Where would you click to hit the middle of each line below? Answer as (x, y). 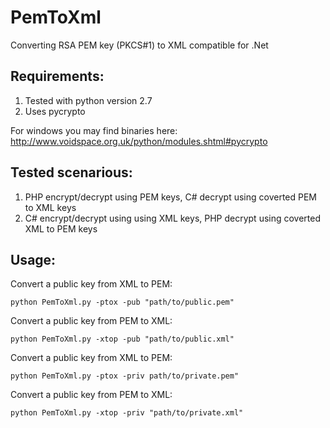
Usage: (33, 259)
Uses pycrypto (55, 111)
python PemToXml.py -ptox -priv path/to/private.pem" (125, 376)
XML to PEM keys (61, 228)
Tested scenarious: (71, 172)
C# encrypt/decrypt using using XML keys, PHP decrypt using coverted (173, 218)
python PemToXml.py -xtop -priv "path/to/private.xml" (127, 413)
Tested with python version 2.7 (88, 100)
